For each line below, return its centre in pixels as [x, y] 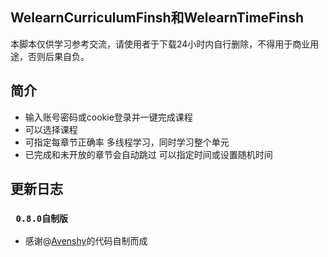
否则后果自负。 [58, 56]
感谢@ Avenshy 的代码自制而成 [86, 241]
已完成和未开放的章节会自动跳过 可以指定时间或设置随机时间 [148, 154]
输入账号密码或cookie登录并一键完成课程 [108, 117]
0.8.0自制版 [41, 218]
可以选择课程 [51, 129]
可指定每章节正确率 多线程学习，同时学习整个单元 [127, 142]
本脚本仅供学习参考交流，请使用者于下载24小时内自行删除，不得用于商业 [160, 44]
